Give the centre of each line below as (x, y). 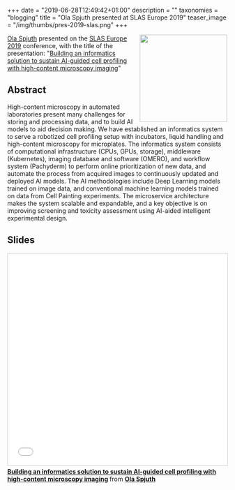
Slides (21, 240)
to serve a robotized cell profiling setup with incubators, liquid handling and (116, 136)
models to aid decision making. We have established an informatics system (115, 129)
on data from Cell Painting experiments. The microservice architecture (108, 195)
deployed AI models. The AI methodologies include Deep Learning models (114, 181)
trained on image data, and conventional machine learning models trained (113, 188)
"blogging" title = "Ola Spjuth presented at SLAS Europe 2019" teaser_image (117, 17)
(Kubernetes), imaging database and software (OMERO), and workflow (109, 158)
